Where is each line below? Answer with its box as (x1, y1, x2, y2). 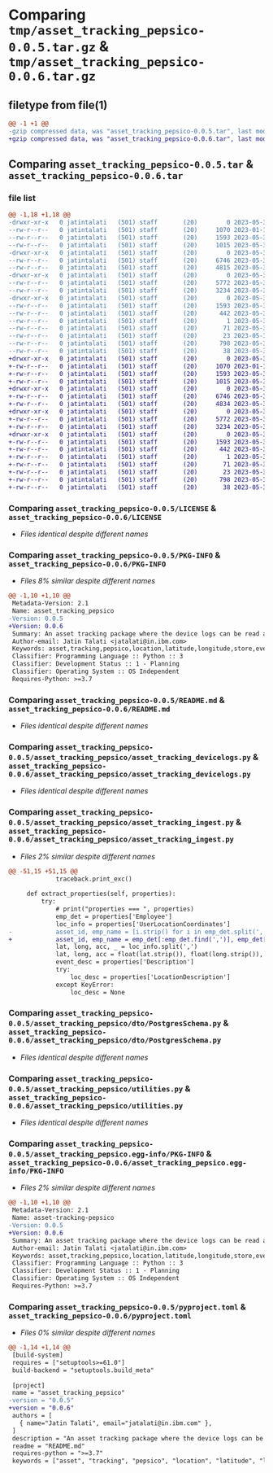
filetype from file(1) (8, 98, 108, 111)
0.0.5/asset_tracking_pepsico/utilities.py (8, 1084, 184, 1094)
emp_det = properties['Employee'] (55, 912, 173, 920)
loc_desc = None (70, 988, 126, 996)
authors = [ (11, 1412, 53, 1420)
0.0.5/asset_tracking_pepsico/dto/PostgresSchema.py (8, 1019, 222, 1029)
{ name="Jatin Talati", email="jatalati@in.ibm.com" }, (19, 1418, 213, 1427)
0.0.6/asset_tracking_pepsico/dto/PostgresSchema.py (8, 1036, 222, 1045)
